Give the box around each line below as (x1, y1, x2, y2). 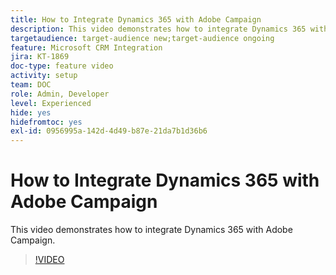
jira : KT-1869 (10, 52, 70, 62)
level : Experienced (10, 98, 92, 108)
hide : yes (10, 107, 52, 118)
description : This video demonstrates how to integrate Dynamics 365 (10, 24, 307, 34)
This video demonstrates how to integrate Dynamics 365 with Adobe (10, 224, 293, 236)
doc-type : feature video (10, 61, 114, 71)
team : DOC (10, 80, 52, 90)
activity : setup (10, 71, 78, 81)
